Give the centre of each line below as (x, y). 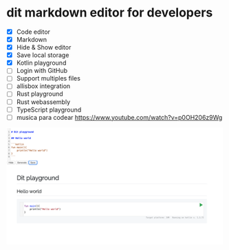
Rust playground (40, 94)
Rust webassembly (43, 102)
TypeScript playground (49, 110)
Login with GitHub (42, 71)
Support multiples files (48, 79)
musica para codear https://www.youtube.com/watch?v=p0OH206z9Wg (119, 117)
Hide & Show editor (44, 48)
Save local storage (43, 55)
